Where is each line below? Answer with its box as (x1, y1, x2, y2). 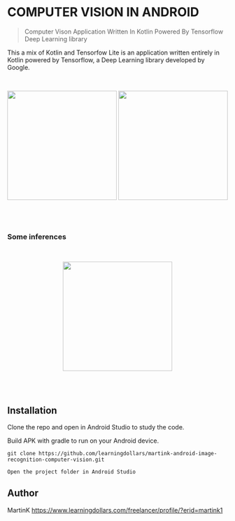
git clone (7, 450, 36, 457)
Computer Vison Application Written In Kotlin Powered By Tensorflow (24, 27, 224, 36)
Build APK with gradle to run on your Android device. (7, 436, 159, 445)
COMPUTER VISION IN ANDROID (7, 4, 199, 20)
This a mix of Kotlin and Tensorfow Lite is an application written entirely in (7, 48, 220, 57)
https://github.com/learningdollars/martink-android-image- (38, 450, 218, 457)
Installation (7, 404, 57, 416)
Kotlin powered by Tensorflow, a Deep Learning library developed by (7, 55, 205, 64)
